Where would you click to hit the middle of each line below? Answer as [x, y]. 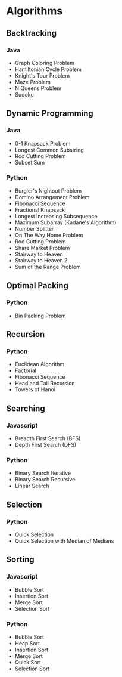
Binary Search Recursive [45, 480]
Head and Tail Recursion [45, 384]
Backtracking [32, 33]
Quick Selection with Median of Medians [64, 540]
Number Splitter [34, 228]
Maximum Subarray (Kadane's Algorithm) [65, 222]
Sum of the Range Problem [48, 267]
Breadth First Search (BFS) [48, 438]
